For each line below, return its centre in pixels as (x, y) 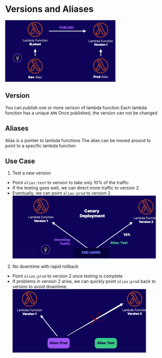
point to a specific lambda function (40, 146)
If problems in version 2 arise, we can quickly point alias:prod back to (84, 281)
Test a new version (31, 173)
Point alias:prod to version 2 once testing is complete (67, 276)
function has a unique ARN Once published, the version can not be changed (81, 113)
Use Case (20, 161)
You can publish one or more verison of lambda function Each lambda (76, 107)
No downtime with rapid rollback (45, 266)
